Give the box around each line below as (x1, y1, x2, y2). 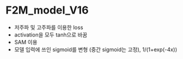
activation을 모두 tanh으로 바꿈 (14, 31, 88, 38)
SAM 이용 (14, 38, 38, 45)
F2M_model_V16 (5, 4, 89, 17)
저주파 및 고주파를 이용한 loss (14, 24, 83, 31)
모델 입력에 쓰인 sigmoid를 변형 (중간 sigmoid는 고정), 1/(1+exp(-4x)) (14, 45, 178, 53)
